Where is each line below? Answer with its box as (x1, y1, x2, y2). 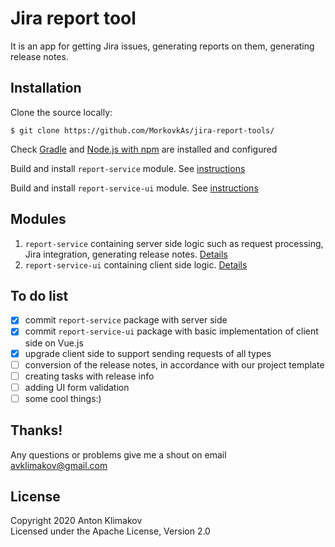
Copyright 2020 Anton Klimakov (10, 515, 143, 527)
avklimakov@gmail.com (10, 459, 108, 471)
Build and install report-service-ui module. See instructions (10, 182, 259, 194)
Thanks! (10, 422, 63, 439)
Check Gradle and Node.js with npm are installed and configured (10, 143, 278, 155)
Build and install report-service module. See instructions (10, 162, 246, 174)
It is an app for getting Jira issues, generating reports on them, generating (10, 40, 315, 52)
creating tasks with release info (24, 370, 155, 382)
